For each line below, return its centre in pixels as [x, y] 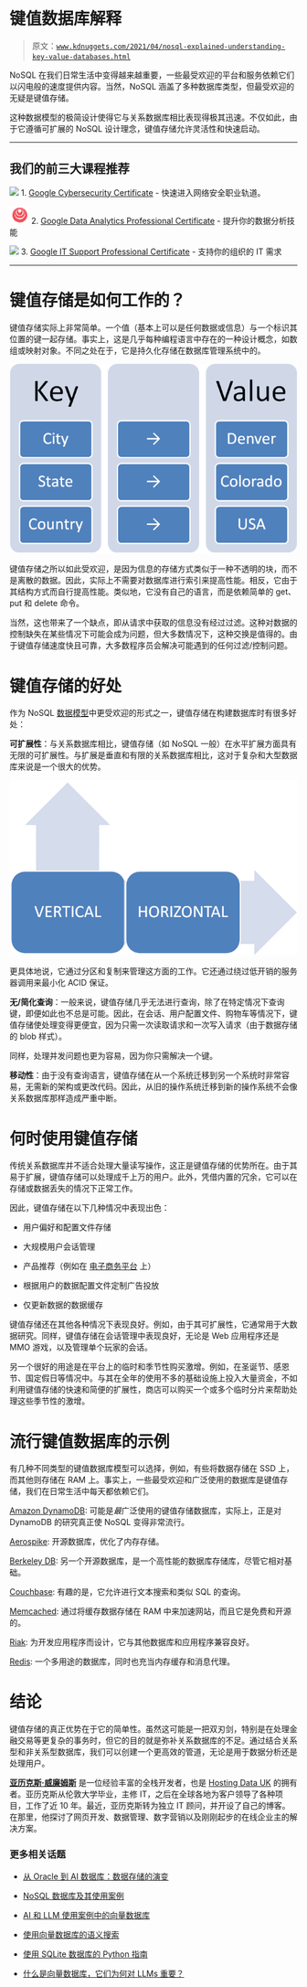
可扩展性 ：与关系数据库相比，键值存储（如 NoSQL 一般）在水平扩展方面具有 [153, 744]
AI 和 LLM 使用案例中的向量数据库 [86, 1915]
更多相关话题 [38, 1854]
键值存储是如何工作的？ [98, 300]
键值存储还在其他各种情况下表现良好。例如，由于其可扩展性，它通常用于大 [149, 1325]
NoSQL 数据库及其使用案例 [74, 1896]
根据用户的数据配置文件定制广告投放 [91, 1286]
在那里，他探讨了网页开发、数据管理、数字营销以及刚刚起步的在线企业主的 [149, 1817]
